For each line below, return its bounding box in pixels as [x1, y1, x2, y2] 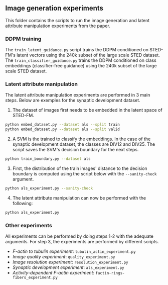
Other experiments [5, 222, 53, 229]
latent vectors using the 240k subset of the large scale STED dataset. [17, 52, 160, 58]
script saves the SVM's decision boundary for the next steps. [12, 147, 139, 153]
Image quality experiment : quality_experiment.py [12, 254, 115, 260]
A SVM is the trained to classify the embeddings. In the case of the [12, 136, 151, 142]
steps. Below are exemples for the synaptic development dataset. [5, 98, 140, 104]
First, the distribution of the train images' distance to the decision [12, 165, 147, 171]
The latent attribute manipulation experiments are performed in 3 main [5, 92, 150, 98]
